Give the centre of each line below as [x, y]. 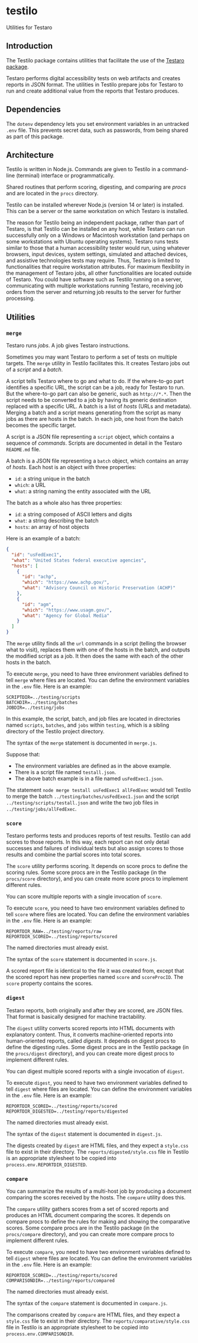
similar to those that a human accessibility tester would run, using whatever [98, 248]
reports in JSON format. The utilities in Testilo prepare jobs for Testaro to [95, 84]
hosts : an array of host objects [52, 527]
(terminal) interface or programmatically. [66, 176]
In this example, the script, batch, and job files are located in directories [93, 719]
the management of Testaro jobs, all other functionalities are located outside [99, 273]
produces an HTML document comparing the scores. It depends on [88, 1215]
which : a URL [30, 485]
